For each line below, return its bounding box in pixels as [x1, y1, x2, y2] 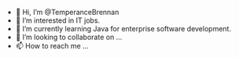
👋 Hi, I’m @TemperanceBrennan [15, 8, 119, 16]
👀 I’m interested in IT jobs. [15, 16, 101, 25]
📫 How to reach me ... [15, 42, 89, 50]
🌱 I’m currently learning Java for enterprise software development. [15, 24, 232, 33]
